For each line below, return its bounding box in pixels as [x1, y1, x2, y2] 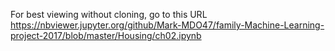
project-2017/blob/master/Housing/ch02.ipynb [10, 30, 202, 41]
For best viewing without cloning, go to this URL [10, 9, 208, 20]
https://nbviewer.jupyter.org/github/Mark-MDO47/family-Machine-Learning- [10, 19, 325, 31]
